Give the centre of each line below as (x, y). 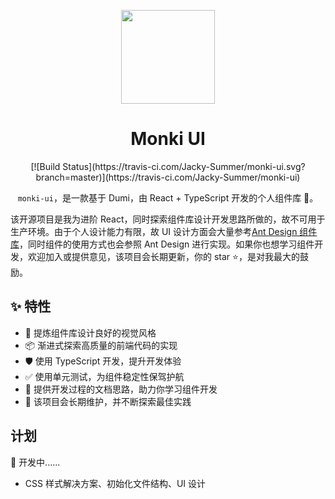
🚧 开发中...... (35, 462)
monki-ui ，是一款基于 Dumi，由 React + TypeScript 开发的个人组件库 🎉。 (168, 197)
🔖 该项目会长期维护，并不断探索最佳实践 (108, 401)
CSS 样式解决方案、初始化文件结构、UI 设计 (115, 483)
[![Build (45, 166)
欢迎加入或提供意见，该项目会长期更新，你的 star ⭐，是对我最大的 (163, 256)
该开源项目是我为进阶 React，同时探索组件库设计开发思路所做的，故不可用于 (168, 219)
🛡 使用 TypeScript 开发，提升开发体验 (103, 361)
